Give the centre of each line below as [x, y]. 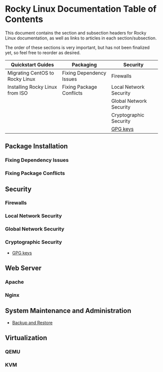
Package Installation [36, 147]
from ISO [18, 93]
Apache [15, 282]
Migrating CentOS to [31, 73]
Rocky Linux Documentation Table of [81, 9]
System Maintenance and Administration [68, 311]
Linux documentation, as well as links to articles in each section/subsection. [81, 38]
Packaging [84, 64]
